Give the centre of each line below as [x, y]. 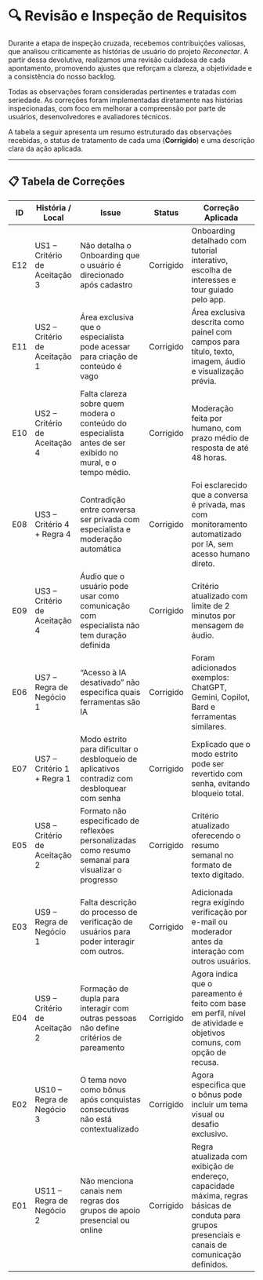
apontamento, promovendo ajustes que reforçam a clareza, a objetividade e [130, 68]
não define [99, 1028]
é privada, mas [218, 504]
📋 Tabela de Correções [67, 182]
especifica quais [110, 692]
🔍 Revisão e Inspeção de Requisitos [128, 16]
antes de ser [103, 443]
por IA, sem [212, 543]
